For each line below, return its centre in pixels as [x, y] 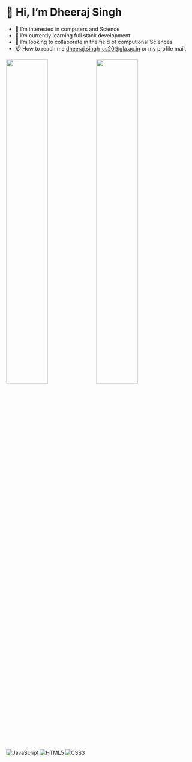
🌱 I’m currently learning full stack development [73, 35]
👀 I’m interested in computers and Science [67, 29]
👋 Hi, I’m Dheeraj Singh [64, 12]
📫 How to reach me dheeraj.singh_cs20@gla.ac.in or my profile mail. [100, 48]
